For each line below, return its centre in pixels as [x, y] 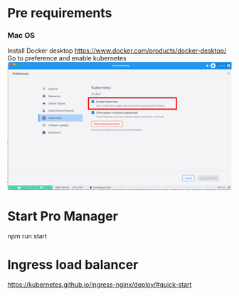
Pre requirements [60, 13]
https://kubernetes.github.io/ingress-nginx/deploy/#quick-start [100, 284]
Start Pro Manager [63, 217]
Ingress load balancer [73, 265]
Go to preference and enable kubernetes [67, 58]
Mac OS [21, 36]
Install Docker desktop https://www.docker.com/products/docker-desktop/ [117, 51]
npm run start [27, 236]
